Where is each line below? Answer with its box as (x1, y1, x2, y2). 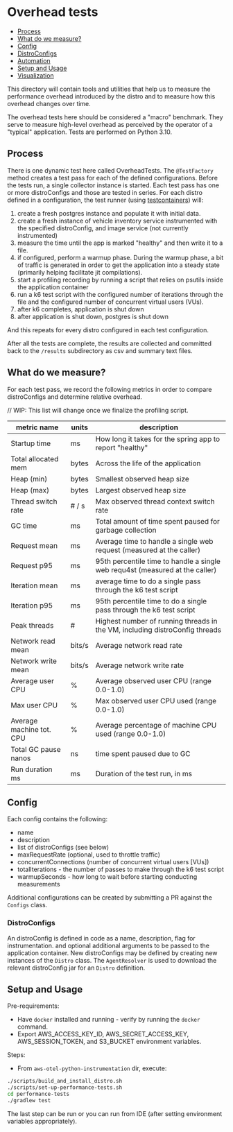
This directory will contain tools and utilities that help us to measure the (7, 85, 211, 93)
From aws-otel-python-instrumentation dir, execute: (17, 1064, 167, 1072)
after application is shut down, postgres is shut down (17, 312, 169, 320)
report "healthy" (95, 443, 148, 452)
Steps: (7, 1051, 26, 1059)
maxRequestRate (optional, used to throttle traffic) (17, 850, 161, 859)
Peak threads (10, 620, 54, 630)
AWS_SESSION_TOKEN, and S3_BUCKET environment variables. (17, 1038, 202, 1046)
